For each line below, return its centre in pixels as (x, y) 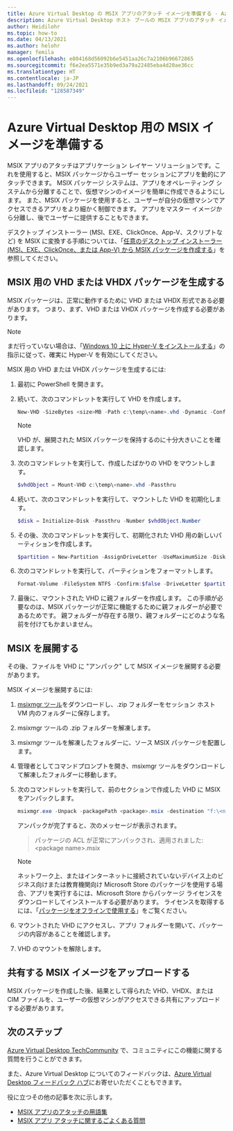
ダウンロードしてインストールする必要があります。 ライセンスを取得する (121, 902)
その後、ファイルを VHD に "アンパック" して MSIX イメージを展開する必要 (114, 667)
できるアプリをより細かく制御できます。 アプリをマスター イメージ (121, 209)
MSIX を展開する (43, 648)
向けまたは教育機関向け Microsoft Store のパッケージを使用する (126, 884)
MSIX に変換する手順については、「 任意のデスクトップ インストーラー (123, 241)
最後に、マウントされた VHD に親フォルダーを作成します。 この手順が (117, 598)
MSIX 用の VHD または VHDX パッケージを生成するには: (87, 369)
